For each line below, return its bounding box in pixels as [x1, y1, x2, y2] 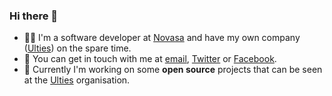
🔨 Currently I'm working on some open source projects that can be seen [23, 64, 323, 76]
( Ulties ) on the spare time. [23, 42, 132, 54]
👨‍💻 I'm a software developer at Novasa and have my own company [23, 32, 301, 44]
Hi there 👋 [9, 9, 59, 23]
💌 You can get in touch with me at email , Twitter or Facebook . [23, 53, 277, 65]
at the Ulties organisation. [23, 74, 131, 86]
